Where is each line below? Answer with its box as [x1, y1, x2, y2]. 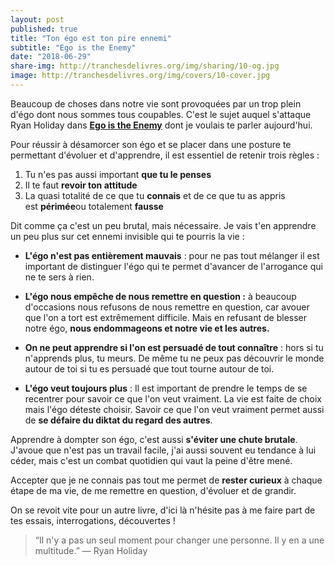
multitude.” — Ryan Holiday [34, 544, 148, 556]
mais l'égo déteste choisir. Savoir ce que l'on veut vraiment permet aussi [24, 403, 325, 415]
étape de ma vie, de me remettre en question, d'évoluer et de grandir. [10, 484, 297, 496]
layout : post [10, 14, 65, 25]
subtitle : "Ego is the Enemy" [10, 42, 137, 53]
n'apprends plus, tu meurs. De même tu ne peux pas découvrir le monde [24, 352, 325, 364]
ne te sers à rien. [24, 271, 95, 283]
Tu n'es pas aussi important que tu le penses [24, 168, 212, 180]
